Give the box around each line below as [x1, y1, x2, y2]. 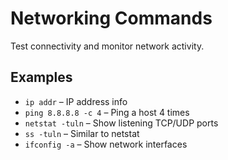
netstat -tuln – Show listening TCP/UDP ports [24, 117, 219, 129]
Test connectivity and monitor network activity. [10, 40, 205, 52]
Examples [10, 69, 73, 86]
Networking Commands [10, 7, 213, 30]
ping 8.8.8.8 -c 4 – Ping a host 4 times [24, 106, 190, 118]
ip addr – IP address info [24, 95, 128, 107]
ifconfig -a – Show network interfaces [24, 138, 188, 150]
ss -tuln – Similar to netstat [24, 127, 140, 139]
